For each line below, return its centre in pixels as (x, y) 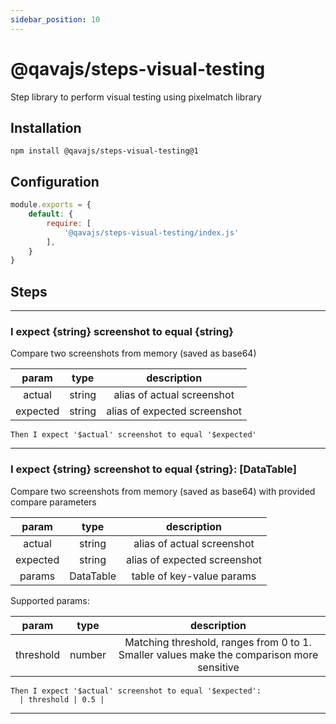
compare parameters (53, 502)
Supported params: (50, 600)
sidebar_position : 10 (55, 19)
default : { (51, 214)
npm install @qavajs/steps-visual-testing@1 (104, 151)
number (88, 654)
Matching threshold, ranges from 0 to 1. (218, 642)
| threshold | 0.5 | (62, 699)
